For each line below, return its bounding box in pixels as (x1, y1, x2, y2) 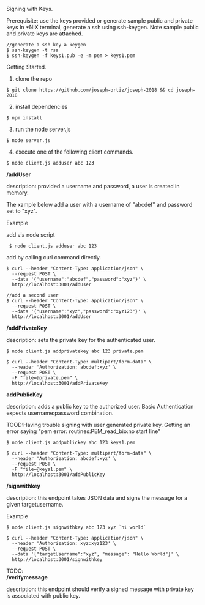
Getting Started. (6, 64, 47, 70)
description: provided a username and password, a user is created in (6, 183, 180, 190)
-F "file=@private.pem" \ (12, 375, 78, 381)
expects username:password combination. (6, 409, 114, 417)
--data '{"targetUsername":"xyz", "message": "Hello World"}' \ (12, 551, 179, 557)
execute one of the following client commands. (15, 148, 133, 155)
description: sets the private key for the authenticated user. (6, 336, 156, 343)
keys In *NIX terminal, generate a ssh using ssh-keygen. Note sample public (6, 24, 199, 31)
